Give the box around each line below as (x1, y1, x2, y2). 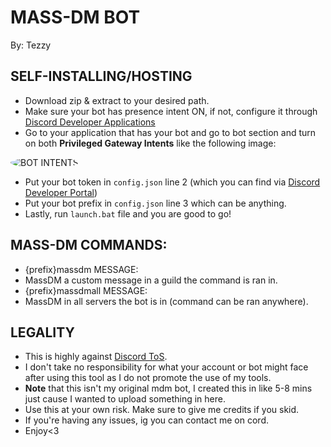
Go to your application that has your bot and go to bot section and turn (24, 126, 317, 138)
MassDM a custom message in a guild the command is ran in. (24, 274, 278, 286)
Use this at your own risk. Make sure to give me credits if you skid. (24, 404, 300, 416)
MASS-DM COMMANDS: (10, 237, 168, 254)
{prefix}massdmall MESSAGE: (24, 284, 148, 296)
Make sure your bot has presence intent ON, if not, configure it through (24, 105, 318, 117)
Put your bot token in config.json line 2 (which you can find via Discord (24, 176, 321, 188)
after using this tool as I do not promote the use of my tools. (24, 372, 272, 384)
